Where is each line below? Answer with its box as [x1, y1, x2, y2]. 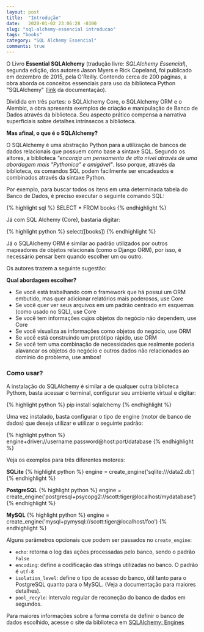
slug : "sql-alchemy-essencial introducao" [6, 26, 116, 32]
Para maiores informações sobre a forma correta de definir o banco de [6, 612, 184, 620]
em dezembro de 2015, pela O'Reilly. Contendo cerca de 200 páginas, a [6, 73, 188, 80]
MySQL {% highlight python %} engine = [6, 511, 110, 519]
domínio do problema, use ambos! [15, 353, 101, 360]
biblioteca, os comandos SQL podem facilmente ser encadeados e [6, 167, 174, 175]
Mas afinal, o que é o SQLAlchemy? [6, 129, 98, 137]
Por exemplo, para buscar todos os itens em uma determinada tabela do [6, 185, 188, 193]
